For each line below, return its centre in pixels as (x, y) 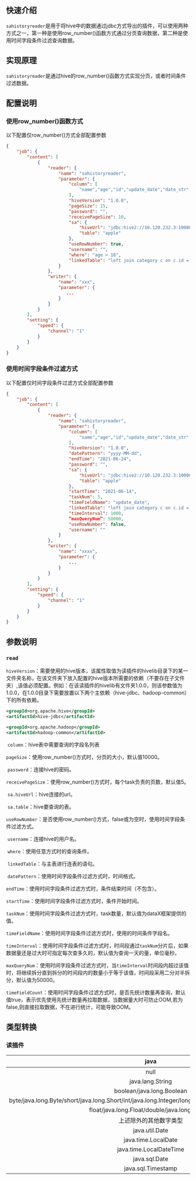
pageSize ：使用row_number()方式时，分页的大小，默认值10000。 (84, 757)
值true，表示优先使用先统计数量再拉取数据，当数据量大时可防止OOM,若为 (94, 999)
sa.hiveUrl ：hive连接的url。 (41, 794)
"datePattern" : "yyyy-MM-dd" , (105, 454)
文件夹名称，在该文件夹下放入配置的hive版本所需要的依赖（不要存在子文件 (95, 678)
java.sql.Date (151, 1159)
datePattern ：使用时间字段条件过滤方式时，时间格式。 (73, 876)
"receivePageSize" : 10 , (97, 217)
